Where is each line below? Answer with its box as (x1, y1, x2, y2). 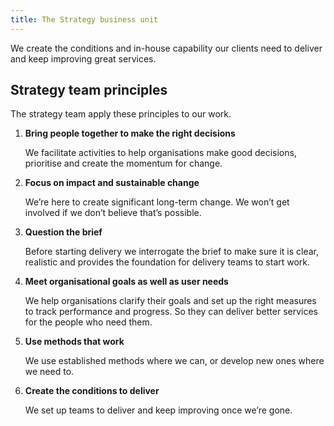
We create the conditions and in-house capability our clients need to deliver (10, 42, 323, 54)
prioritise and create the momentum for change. (24, 157, 223, 170)
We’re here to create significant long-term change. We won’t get (24, 196, 290, 208)
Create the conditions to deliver (24, 385, 160, 397)
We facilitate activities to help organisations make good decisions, (24, 147, 297, 159)
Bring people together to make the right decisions (24, 127, 236, 140)
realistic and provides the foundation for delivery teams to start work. (24, 256, 311, 268)
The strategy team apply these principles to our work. (10, 108, 232, 120)
